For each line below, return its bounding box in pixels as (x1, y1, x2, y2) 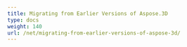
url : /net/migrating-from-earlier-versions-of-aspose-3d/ (7, 29, 181, 37)
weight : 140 (7, 23, 42, 30)
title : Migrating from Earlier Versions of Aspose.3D (7, 10, 169, 17)
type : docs (7, 17, 39, 23)
